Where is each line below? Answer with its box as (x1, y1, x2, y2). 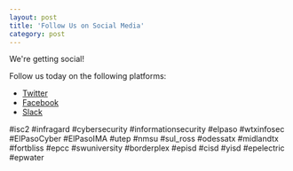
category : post (9, 29, 66, 38)
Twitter (21, 88, 49, 98)
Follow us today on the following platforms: (9, 71, 167, 82)
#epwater (9, 152, 44, 163)
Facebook (21, 97, 59, 108)
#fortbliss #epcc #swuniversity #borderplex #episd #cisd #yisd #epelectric (9, 143, 286, 153)
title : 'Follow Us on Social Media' (9, 21, 145, 30)
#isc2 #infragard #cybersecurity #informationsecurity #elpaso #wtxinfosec (9, 124, 285, 135)
